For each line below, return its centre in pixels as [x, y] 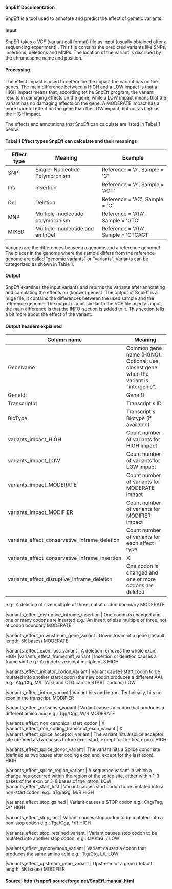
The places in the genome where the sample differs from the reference [80, 253]
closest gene [142, 368]
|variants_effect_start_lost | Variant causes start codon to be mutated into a [84, 787]
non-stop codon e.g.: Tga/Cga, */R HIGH [48, 823]
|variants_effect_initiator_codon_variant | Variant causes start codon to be [83, 671]
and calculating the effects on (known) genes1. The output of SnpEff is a [81, 293]
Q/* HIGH [15, 807]
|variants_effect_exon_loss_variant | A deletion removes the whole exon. [81, 651]
